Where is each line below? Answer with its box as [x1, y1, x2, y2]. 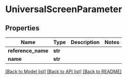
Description [71, 39, 100, 46]
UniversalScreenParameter [5, 4, 122, 15]
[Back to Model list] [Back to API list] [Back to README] [5, 68, 122, 74]
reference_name [8, 47, 49, 54]
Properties [5, 24, 40, 32]
